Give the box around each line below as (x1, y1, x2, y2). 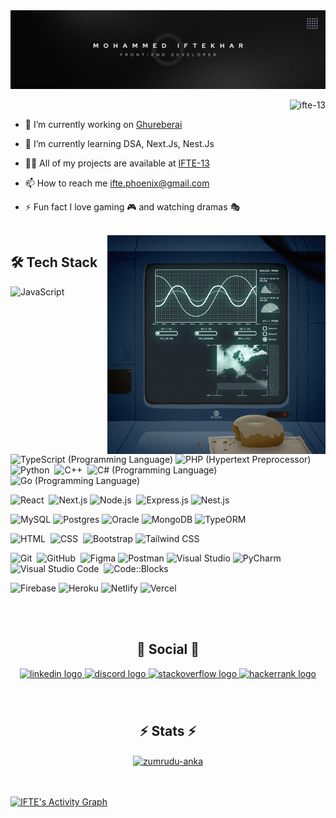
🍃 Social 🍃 (136, 641, 200, 658)
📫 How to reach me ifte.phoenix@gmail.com (24, 177, 210, 189)
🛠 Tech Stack (10, 254, 98, 271)
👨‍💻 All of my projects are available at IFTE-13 (24, 157, 210, 169)
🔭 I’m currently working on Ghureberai (24, 119, 183, 130)
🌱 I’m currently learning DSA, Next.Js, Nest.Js (24, 138, 215, 149)
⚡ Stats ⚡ (139, 723, 197, 740)
